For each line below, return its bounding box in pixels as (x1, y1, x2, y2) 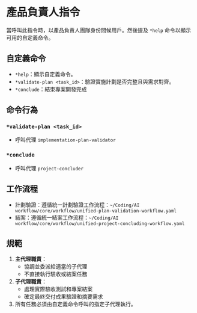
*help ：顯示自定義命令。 (14, 70, 76, 78)
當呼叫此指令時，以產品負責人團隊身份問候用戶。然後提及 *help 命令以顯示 (6, 26, 191, 34)
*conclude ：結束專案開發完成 (14, 85, 87, 93)
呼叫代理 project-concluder (14, 164, 84, 172)
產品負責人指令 (6, 5, 80, 19)
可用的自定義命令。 (6, 34, 54, 41)
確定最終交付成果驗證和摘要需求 (23, 293, 103, 300)
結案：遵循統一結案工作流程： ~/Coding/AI (14, 214, 119, 221)
